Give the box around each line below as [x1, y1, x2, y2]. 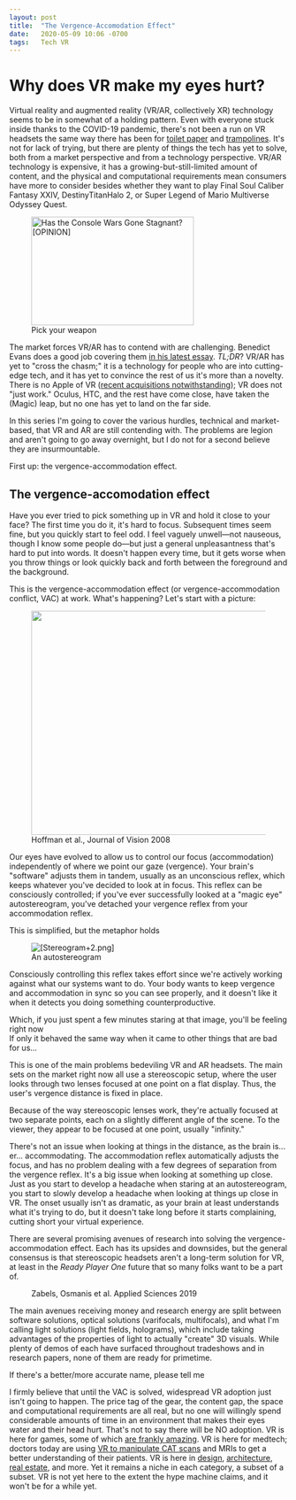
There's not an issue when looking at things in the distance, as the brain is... [9, 1141, 285, 1151]
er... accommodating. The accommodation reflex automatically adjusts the [9, 1150, 279, 1161]
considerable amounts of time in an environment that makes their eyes [9, 1415, 266, 1426]
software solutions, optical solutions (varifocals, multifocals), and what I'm [9, 1315, 280, 1325]
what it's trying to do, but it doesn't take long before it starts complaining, [9, 1207, 277, 1218]
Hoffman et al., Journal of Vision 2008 [31, 834, 171, 845]
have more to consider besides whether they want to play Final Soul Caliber [9, 181, 285, 191]
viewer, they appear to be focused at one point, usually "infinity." [9, 1124, 245, 1134]
